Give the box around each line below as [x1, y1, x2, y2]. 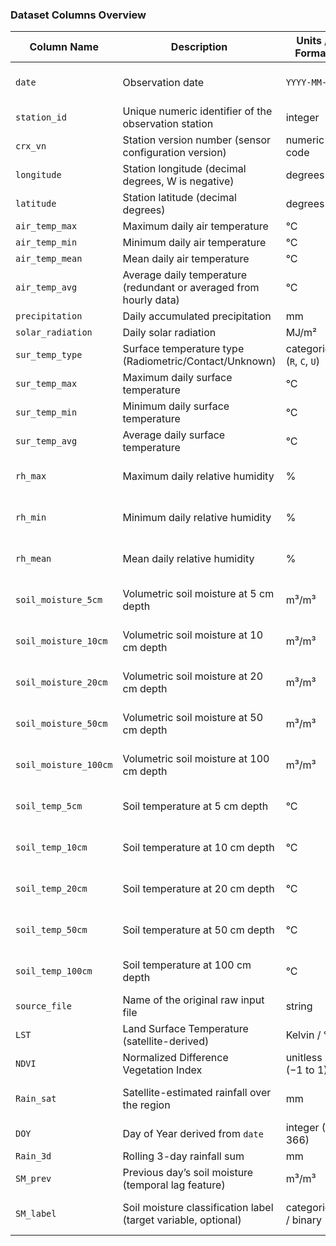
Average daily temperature [122, 268, 248, 282]
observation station [122, 117, 214, 131]
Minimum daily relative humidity [122, 511, 272, 525]
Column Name [29, 40, 99, 54]
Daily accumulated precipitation [122, 309, 272, 323]
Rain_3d [15, 1151, 52, 1162]
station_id [15, 112, 67, 123]
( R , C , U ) [285, 354, 320, 368]
